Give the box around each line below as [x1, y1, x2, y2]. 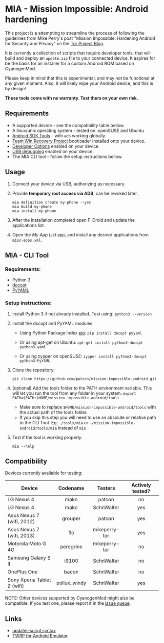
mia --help [12, 444, 35, 449]
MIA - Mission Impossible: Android [5, 3, 149, 15]
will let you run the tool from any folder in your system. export [12, 390, 137, 396]
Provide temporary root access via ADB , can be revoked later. [12, 190, 138, 196]
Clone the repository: [12, 367, 55, 373]
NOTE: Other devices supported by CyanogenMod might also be [5, 595, 135, 601]
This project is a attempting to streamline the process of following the [5, 30, 145, 36]
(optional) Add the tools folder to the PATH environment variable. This [12, 385, 152, 391]
